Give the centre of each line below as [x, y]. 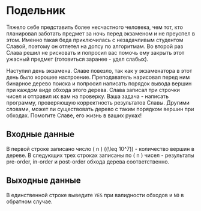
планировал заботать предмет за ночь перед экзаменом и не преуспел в [100, 33]
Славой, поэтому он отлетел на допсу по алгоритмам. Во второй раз [95, 46]
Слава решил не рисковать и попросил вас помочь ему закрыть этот [95, 52]
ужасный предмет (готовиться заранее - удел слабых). [77, 59]
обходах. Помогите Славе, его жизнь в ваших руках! [74, 115]
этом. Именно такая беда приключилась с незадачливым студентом [95, 40]
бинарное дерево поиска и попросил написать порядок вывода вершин [99, 83]
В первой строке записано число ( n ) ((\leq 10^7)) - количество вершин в [100, 148]
